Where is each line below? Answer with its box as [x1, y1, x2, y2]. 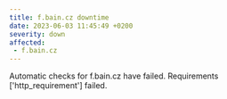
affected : [9, 37, 46, 47]
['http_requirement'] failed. [9, 80, 108, 91]
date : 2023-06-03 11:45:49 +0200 [9, 21, 134, 30]
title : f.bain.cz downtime [9, 12, 109, 22]
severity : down [9, 29, 66, 38]
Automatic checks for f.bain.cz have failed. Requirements [9, 70, 219, 81]
